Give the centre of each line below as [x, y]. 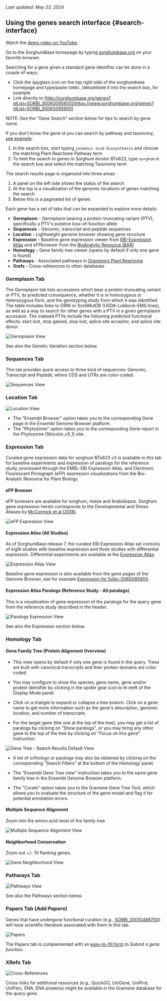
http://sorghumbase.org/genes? [78, 98]
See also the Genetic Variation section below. [52, 346]
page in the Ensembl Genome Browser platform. [62, 423]
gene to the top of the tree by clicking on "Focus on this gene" [76, 733]
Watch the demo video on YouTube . [42, 42]
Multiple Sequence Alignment [37, 810]
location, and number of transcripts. [49, 713]
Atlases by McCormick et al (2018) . [41, 512]
